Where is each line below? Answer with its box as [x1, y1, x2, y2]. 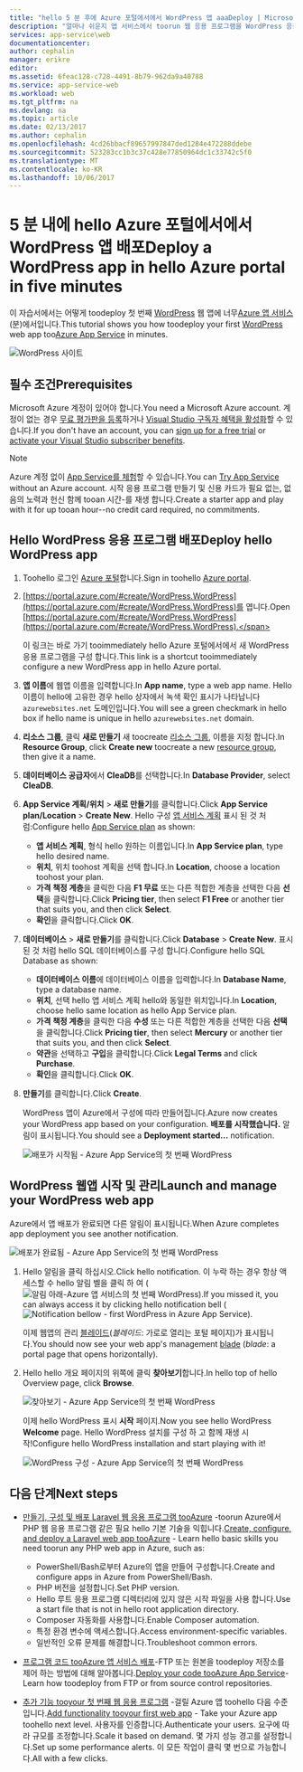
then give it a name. [22, 751, 96, 762]
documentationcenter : [9, 38, 91, 48]
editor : [9, 64, 39, 73]
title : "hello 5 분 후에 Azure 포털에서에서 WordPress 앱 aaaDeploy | [9, 13, 262, 23]
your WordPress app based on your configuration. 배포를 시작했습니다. [22, 1118, 281, 1129]
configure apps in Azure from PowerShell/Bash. [35, 1571, 214, 1583]
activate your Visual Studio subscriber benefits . [9, 435, 186, 446]
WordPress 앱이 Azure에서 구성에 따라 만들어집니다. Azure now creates [22, 1107, 278, 1118]
